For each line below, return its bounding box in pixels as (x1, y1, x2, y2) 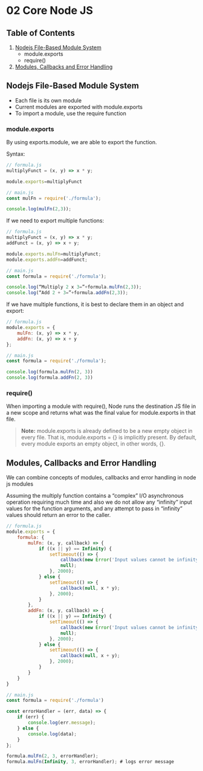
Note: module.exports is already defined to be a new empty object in (21, 427, 193, 435)
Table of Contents (6, 28, 76, 38)
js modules (6, 480, 34, 488)
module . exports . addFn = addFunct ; (6, 256, 88, 262)
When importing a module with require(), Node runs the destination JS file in (6, 402, 196, 410)
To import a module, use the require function (14, 110, 127, 117)
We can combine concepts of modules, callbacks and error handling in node (6, 474, 196, 481)
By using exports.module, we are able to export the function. (6, 139, 157, 146)
